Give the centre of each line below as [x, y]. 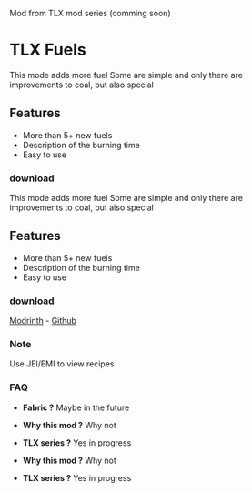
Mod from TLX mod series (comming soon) [90, 13]
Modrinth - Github [43, 321]
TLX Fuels [48, 50]
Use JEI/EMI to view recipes [62, 364]
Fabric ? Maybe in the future [76, 407]
